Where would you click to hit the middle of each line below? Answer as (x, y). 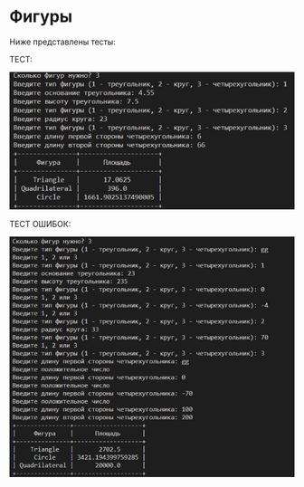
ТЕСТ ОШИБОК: (40, 224)
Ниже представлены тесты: (62, 42)
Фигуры (41, 17)
